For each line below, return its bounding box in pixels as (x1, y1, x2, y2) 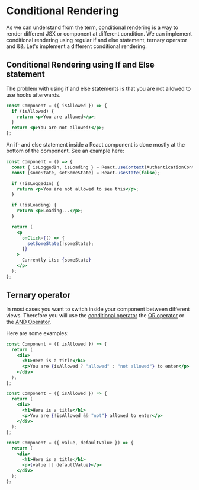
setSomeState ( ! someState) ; (27, 240, 94, 247)
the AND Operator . (6, 319, 52, 326)
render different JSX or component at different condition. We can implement (6, 30, 192, 37)
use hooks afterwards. (6, 91, 61, 98)
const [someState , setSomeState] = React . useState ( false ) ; (11, 170, 161, 176)
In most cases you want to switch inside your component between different (6, 306, 190, 313)
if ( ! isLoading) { (11, 202, 57, 208)
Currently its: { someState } (21, 257, 92, 263)
